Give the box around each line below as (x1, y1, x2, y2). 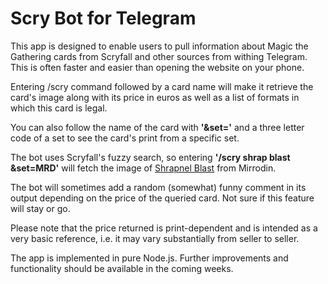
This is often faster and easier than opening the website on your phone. (10, 61, 305, 73)
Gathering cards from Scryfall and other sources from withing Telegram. (10, 50, 308, 62)
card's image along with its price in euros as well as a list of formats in (10, 91, 300, 103)
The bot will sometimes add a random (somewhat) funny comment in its (10, 181, 307, 193)
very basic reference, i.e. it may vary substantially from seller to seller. (10, 232, 300, 244)
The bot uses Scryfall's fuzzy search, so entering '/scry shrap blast (10, 151, 291, 163)
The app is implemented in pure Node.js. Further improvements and (10, 252, 289, 264)
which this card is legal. (10, 102, 108, 114)
